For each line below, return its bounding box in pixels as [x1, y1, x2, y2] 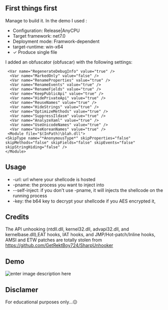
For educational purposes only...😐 [5, 299, 78, 305]
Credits [5, 213, 30, 221]
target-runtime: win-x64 [12, 43, 64, 50]
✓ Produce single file [12, 49, 58, 55]
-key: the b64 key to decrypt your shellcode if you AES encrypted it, [12, 198, 156, 204]
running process [12, 192, 47, 199]
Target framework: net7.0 [12, 33, 66, 39]
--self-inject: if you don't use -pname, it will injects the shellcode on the [12, 187, 163, 193]
